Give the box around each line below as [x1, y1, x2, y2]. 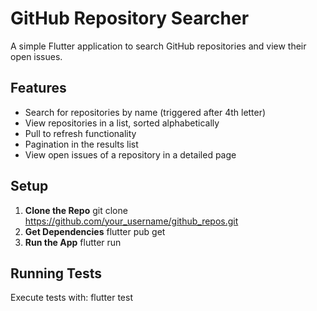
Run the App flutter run [24, 236, 122, 248]
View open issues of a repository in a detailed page [24, 148, 237, 161]
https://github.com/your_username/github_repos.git [24, 215, 239, 227]
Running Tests [10, 265, 102, 282]
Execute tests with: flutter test [10, 292, 133, 304]
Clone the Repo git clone [24, 204, 128, 216]
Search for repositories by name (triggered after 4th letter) [24, 106, 267, 118]
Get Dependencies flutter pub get [24, 225, 166, 237]
